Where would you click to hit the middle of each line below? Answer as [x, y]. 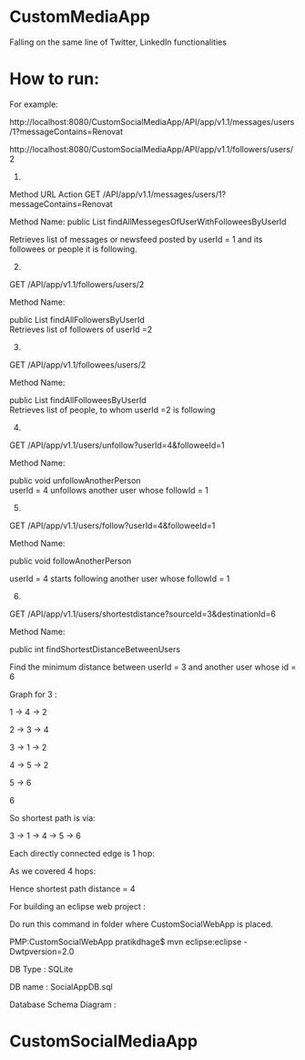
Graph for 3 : [33, 694]
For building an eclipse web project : [77, 906]
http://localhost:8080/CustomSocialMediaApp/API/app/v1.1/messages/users [152, 121]
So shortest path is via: [52, 817]
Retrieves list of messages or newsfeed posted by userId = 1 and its [136, 239]
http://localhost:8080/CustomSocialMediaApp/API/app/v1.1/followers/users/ [152, 149]
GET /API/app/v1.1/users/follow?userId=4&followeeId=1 [112, 525]
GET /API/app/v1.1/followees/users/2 [78, 364]
